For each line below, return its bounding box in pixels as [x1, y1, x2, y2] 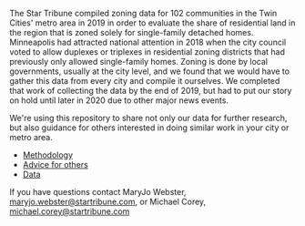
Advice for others [22, 159, 88, 169]
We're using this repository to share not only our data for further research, [9, 113, 288, 123]
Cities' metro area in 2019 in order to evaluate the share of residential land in [9, 17, 296, 28]
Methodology [22, 149, 74, 160]
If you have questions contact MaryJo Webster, [9, 187, 187, 197]
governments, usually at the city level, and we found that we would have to [9, 66, 290, 77]
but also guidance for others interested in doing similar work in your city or [9, 122, 290, 133]
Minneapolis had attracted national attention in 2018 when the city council [9, 36, 287, 47]
